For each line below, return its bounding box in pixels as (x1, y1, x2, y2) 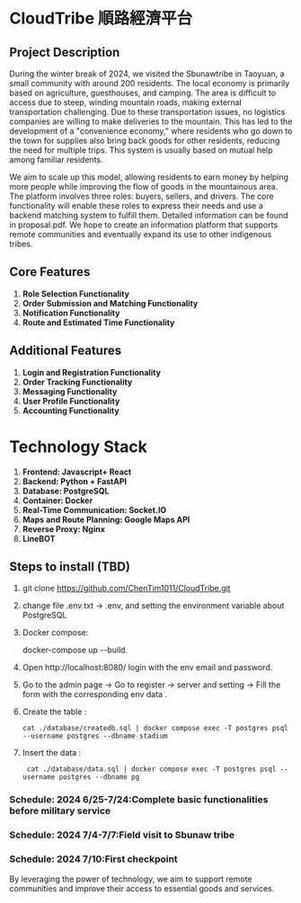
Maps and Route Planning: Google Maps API (22, 514, 190, 525)
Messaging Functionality (22, 385, 118, 396)
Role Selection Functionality (22, 288, 130, 299)
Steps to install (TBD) (9, 559, 130, 574)
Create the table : (22, 706, 87, 717)
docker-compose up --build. (22, 644, 128, 656)
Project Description (9, 44, 120, 59)
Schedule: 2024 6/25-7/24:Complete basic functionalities (9, 793, 269, 806)
